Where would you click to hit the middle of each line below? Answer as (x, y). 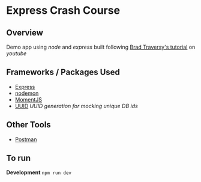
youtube (16, 53)
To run (19, 158)
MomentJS (28, 99)
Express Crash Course (63, 11)
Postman (26, 139)
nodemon (27, 93)
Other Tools (28, 125)
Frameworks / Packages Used (63, 72)
